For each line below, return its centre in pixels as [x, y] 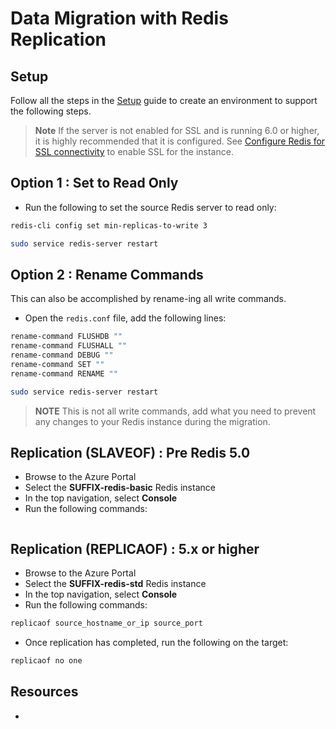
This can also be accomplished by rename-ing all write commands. [148, 299]
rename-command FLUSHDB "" [66, 337]
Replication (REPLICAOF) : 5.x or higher [135, 548]
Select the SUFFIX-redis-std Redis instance [115, 584]
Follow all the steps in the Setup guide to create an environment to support [164, 100]
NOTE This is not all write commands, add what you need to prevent [175, 411]
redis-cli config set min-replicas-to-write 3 [109, 225]
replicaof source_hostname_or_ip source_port [106, 623]
